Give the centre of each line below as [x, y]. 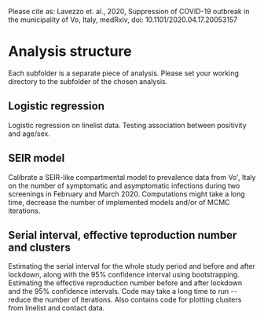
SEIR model [37, 158]
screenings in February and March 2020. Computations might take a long [126, 194]
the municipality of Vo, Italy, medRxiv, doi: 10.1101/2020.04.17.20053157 [123, 20]
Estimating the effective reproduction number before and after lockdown [125, 283]
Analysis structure [70, 51]
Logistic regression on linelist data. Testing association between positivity [127, 125]
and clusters [39, 247]
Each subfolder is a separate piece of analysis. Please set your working [124, 73]
